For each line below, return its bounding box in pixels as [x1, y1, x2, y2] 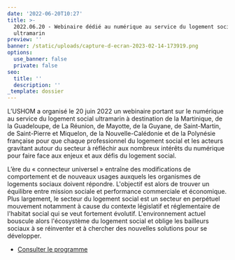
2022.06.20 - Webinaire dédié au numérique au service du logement [13, 23, 215, 30]
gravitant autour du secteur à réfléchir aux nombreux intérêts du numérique [7, 144, 225, 153]
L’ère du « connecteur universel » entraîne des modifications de [7, 165, 191, 174]
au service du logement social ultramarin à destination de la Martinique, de [7, 114, 222, 123]
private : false [13, 62, 58, 69]
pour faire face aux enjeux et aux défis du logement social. [7, 151, 177, 160]
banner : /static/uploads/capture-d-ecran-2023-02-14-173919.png [7, 43, 199, 49]
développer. [7, 231, 42, 240]
